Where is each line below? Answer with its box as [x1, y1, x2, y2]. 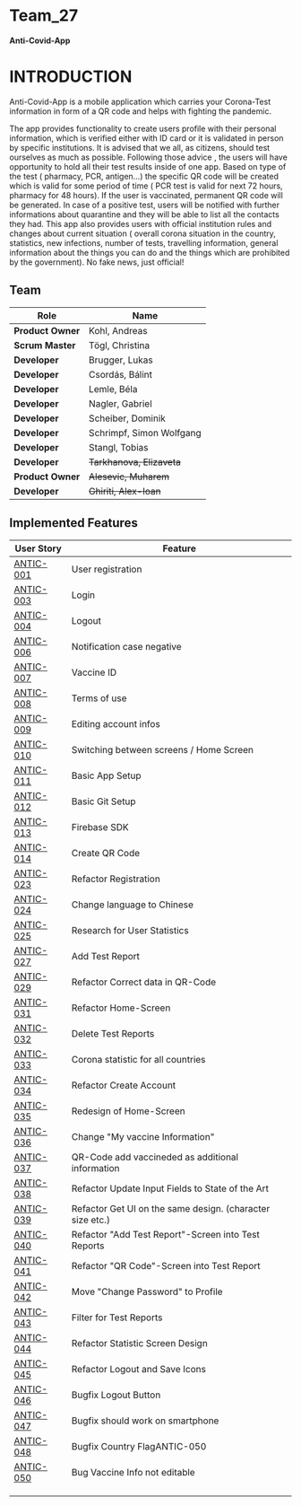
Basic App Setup [71, 769, 142, 782]
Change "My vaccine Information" [71, 1130, 215, 1143]
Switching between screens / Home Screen [71, 743, 254, 756]
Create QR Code [71, 846, 141, 859]
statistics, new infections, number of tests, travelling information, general [9, 237, 279, 248]
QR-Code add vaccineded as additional [71, 1151, 239, 1163]
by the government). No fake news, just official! [9, 257, 185, 267]
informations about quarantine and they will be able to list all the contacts [9, 208, 279, 220]
